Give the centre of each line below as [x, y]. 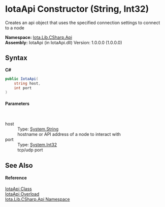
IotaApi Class [18, 189]
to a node [15, 27]
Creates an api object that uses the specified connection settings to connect [82, 23]
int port [23, 88]
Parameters [17, 103]
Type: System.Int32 [37, 145]
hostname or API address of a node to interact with [69, 134]
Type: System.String [38, 129]
